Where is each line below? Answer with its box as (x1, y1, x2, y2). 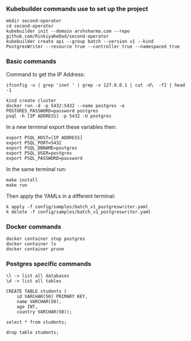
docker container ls (6, 240, 57, 247)
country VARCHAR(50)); (16, 309, 72, 315)
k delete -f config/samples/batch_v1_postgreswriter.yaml (6, 209, 151, 215)
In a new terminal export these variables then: (6, 123, 117, 131)
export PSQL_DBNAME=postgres (6, 145, 78, 151)
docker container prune (6, 246, 65, 252)
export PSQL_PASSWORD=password (6, 155, 83, 161)
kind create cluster (6, 98, 57, 103)
